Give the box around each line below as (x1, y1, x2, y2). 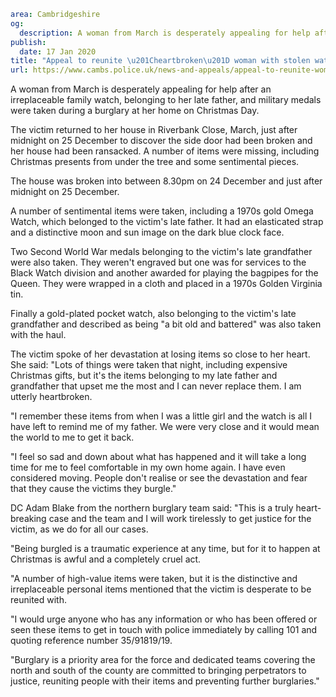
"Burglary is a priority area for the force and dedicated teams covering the (10, 654, 316, 666)
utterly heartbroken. (10, 391, 93, 403)
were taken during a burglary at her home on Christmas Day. (10, 105, 260, 117)
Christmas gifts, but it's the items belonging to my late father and (10, 370, 278, 382)
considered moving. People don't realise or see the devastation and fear (10, 472, 308, 484)
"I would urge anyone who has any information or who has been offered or (10, 613, 318, 625)
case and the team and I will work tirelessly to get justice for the (48, 513, 312, 525)
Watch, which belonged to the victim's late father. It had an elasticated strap (10, 216, 324, 228)
